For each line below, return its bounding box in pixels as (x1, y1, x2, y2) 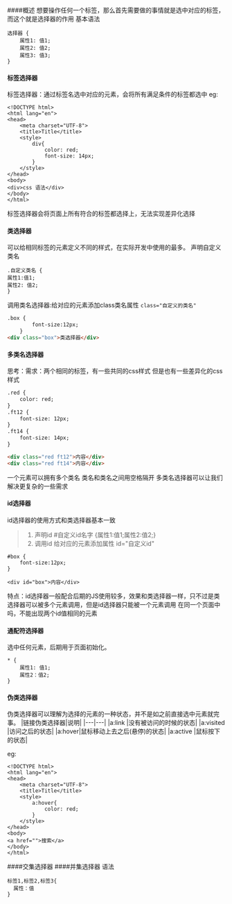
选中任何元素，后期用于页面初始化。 (7, 643, 111, 651)
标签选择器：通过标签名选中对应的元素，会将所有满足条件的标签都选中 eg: (7, 90, 218, 99)
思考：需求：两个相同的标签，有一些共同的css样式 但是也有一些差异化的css (7, 367, 223, 375)
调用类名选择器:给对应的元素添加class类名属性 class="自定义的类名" (7, 301, 197, 309)
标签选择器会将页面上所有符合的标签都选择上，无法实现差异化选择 (7, 210, 195, 218)
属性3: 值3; (19, 52, 51, 59)
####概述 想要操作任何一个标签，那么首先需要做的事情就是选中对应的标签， (7, 6, 225, 14)
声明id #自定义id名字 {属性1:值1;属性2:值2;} (34, 530, 157, 539)
